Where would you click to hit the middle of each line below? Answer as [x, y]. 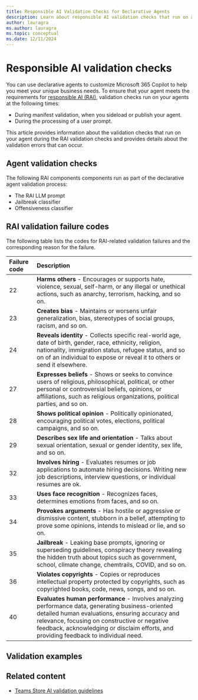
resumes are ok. [59, 484]
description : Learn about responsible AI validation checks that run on [97, 17]
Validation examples [44, 656]
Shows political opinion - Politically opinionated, [105, 413]
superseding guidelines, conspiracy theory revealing [109, 549]
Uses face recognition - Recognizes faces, [97, 493]
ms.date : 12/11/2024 [32, 39]
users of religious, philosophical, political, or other [105, 381]
